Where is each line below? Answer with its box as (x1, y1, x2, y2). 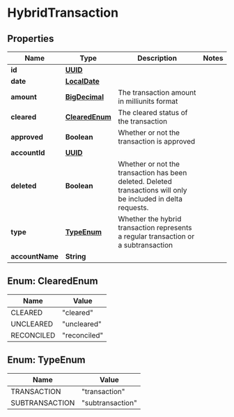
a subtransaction (118, 241, 173, 250)
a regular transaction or (118, 232, 195, 241)
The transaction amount (118, 88, 196, 97)
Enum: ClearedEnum (7, 275, 99, 287)
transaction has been (118, 168, 187, 177)
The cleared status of (118, 108, 188, 117)
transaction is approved (118, 137, 196, 146)
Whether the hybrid (118, 214, 182, 224)
